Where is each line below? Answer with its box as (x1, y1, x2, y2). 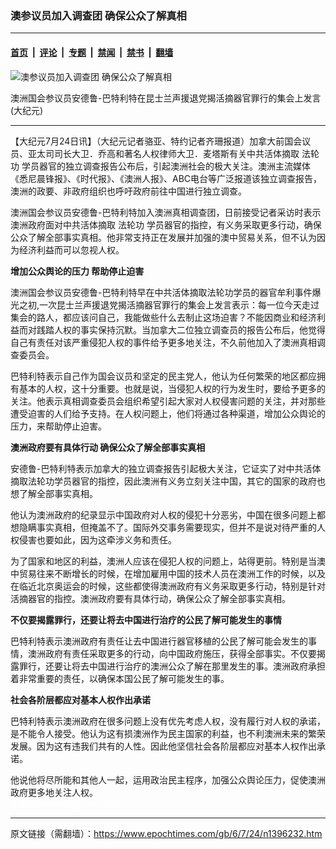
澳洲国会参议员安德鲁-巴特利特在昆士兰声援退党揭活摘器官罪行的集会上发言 (10, 92, 322, 104)
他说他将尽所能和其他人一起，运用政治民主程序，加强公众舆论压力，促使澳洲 (10, 773, 326, 786)
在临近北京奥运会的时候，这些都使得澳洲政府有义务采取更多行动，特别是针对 (10, 580, 326, 592)
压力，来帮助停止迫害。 (10, 420, 107, 432)
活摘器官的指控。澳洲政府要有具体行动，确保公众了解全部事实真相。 (10, 592, 291, 604)
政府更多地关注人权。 (10, 786, 98, 798)
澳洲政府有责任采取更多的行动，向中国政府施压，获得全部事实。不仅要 (27, 647, 317, 659)
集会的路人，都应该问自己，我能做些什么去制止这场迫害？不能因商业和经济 (10, 311, 317, 323)
